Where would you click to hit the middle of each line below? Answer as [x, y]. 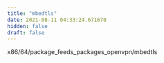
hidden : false [28, 26]
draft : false [26, 33]
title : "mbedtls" [32, 13]
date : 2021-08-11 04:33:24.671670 [57, 20]
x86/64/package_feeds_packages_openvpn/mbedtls [82, 52]
